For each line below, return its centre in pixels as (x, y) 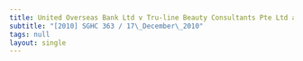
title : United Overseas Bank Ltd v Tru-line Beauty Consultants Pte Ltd (149, 17)
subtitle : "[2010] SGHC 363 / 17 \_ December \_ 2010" (106, 26)
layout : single (38, 43)
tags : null (30, 34)
